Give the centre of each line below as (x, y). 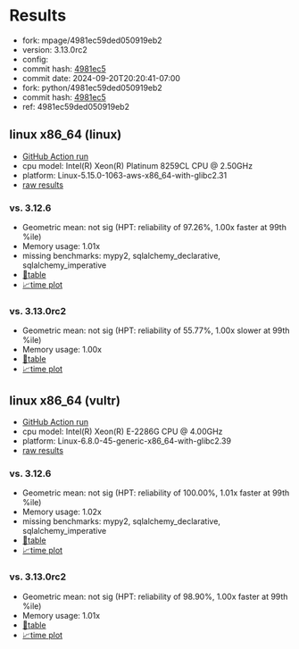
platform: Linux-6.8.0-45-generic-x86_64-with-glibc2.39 (127, 441)
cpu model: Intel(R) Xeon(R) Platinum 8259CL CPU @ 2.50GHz (137, 165)
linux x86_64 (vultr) (65, 400)
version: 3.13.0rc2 (54, 49)
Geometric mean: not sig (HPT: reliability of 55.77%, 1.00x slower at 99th (156, 330)
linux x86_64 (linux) (66, 135)
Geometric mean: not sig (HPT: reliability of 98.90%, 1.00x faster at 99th (155, 596)
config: (35, 59)
